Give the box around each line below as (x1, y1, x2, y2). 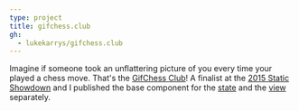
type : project (9, 13, 63, 23)
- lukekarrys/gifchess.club (17, 38, 124, 48)
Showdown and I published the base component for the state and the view (9, 82, 286, 93)
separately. (9, 92, 51, 103)
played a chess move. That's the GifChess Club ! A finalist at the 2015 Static (9, 73, 290, 84)
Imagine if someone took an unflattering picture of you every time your (9, 63, 273, 74)
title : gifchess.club (9, 22, 91, 31)
